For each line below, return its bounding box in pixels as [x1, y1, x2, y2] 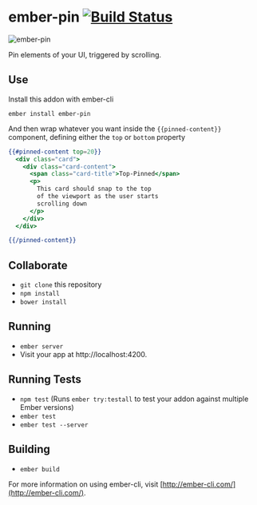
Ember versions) [19, 402, 74, 412]
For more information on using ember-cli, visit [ [8, 479, 164, 489]
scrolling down [37, 200, 88, 208]
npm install [19, 290, 60, 298]
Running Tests [8, 372, 81, 387]
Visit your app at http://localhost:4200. [19, 349, 148, 359]
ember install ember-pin [8, 109, 91, 117]
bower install [19, 298, 67, 307]
